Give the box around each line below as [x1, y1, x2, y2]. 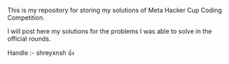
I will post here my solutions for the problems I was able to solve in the [7, 27, 212, 35]
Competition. [7, 13, 45, 22]
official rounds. [7, 34, 52, 43]
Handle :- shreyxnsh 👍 [7, 49, 74, 57]
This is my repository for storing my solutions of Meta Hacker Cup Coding [7, 6, 223, 14]
